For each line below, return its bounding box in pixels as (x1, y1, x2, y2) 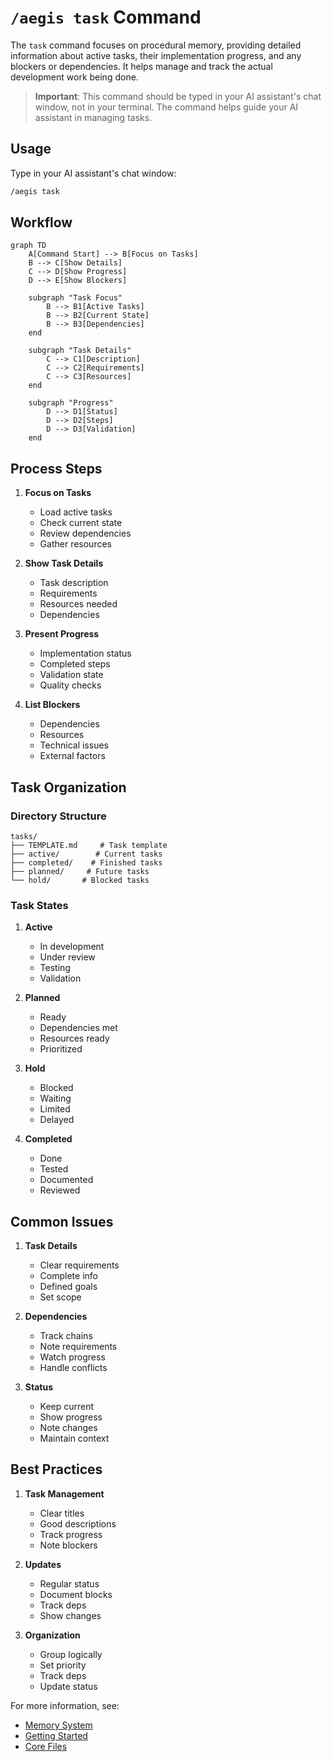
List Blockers (24, 699, 81, 711)
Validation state (39, 669, 104, 681)
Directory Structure (10, 809, 107, 823)
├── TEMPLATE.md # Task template (10, 840, 168, 850)
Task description (39, 577, 109, 589)
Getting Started (24, 1729, 88, 1741)
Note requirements (39, 1341, 118, 1353)
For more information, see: (10, 1699, 120, 1711)
